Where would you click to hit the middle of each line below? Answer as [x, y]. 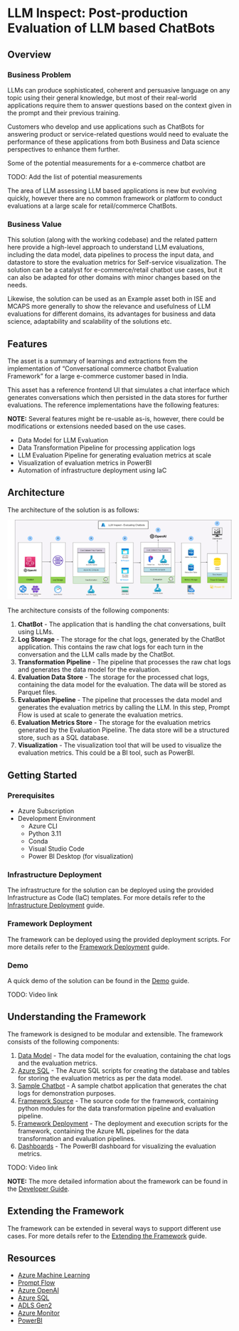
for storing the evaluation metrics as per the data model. [100, 1078]
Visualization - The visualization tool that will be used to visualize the [119, 746]
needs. [17, 285]
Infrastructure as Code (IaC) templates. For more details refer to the [106, 898]
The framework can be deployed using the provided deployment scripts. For [119, 939]
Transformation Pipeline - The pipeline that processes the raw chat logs [124, 662]
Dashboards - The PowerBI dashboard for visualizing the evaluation [117, 1146]
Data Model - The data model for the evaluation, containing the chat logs [124, 1055]
